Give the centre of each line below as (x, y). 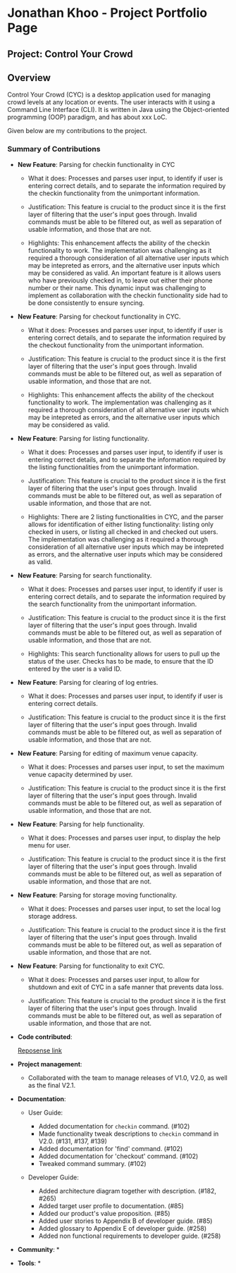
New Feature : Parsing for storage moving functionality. (97, 895)
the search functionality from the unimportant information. (112, 604)
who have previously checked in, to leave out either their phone (120, 280)
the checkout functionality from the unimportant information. (116, 345)
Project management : (50, 1064)
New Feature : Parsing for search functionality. (85, 575)
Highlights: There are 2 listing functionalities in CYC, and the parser (126, 516)
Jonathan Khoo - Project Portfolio (107, 13)
